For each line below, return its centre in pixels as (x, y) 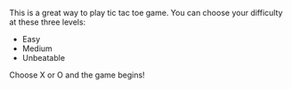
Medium (37, 48)
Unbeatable (43, 58)
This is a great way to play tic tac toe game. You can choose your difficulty (146, 13)
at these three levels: (48, 22)
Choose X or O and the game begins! (77, 75)
